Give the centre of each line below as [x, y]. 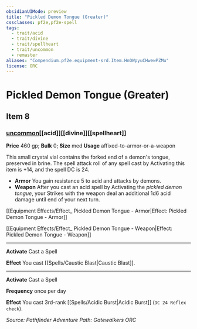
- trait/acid [27, 33]
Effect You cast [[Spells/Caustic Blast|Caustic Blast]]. [71, 263]
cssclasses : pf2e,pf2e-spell [42, 22]
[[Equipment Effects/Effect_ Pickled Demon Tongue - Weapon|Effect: [89, 228]
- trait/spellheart [35, 44]
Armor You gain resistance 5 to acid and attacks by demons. [88, 181]
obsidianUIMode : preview [36, 11]
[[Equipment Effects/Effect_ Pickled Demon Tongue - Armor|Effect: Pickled [96, 211]
